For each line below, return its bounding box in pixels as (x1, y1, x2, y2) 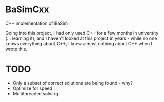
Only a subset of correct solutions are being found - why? (12, 80, 133, 86)
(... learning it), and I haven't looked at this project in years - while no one (5, 35, 157, 41)
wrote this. (5, 46, 28, 52)
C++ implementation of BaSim (5, 20, 68, 26)
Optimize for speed (12, 85, 53, 91)
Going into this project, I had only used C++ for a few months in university (5, 30, 159, 36)
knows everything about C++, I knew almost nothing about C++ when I (5, 40, 153, 46)
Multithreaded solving (12, 90, 58, 96)
